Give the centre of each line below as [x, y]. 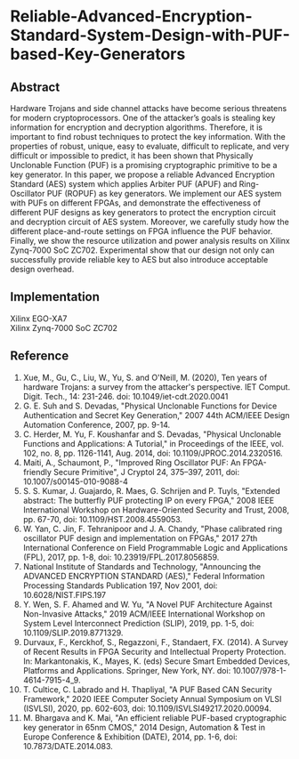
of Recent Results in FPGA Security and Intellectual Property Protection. [154, 651]
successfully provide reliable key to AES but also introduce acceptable [139, 259]
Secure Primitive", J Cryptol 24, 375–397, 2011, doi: [147, 472]
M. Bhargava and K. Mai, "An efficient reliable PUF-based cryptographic [155, 717]
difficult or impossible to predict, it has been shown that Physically [132, 156]
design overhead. [42, 269]
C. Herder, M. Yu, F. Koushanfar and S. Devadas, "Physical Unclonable [152, 434]
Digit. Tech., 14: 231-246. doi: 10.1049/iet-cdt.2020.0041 [125, 396]
